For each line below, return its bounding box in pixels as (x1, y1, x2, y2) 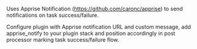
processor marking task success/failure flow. (6, 36, 120, 43)
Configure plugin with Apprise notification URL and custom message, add (6, 24, 191, 30)
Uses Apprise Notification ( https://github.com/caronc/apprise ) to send (6, 5, 183, 12)
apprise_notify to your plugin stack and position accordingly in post (6, 30, 176, 37)
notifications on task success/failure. (6, 11, 99, 19)
